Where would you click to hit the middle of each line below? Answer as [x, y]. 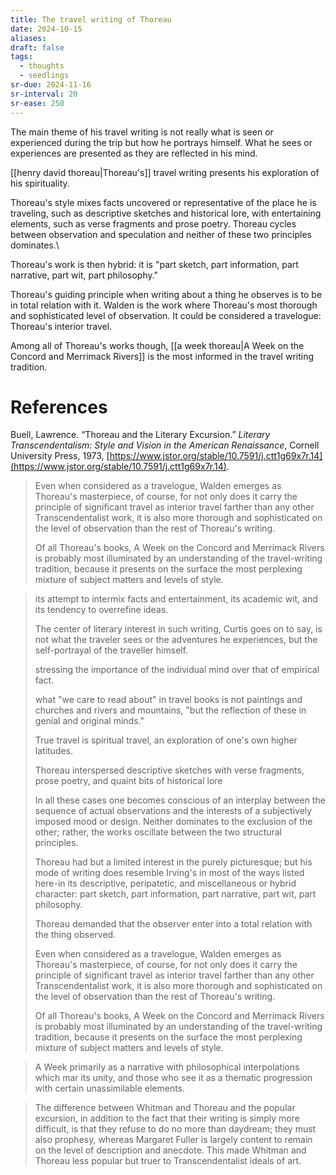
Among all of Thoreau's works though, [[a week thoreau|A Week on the [157, 345]
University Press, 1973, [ [60, 456]
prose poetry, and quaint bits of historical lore [128, 781]
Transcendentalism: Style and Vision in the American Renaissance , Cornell [165, 445]
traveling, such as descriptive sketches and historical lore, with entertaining [166, 213]
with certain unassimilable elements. [110, 1088]
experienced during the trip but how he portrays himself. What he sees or [161, 142]
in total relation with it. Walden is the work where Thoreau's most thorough [164, 305]
